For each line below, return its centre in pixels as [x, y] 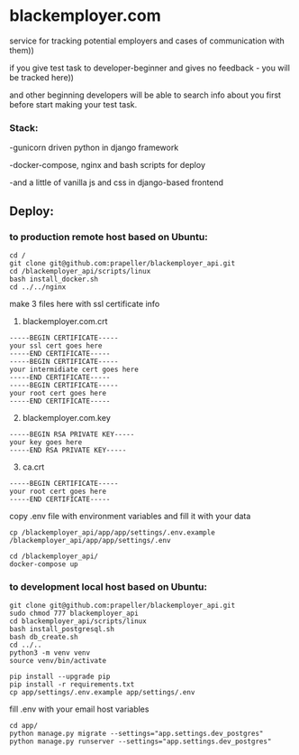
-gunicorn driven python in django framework [94, 148]
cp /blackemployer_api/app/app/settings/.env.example [113, 532]
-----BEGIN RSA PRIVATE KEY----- [72, 434]
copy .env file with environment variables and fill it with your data [130, 516]
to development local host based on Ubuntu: [109, 586]
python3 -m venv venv [50, 653]
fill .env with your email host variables [79, 709]
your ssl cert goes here [56, 345]
